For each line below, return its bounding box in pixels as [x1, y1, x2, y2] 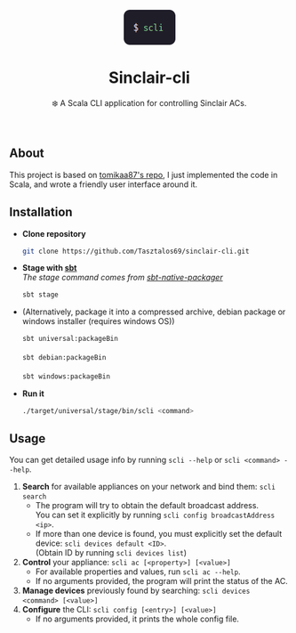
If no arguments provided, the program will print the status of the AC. [35, 576, 289, 587]
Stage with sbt [21, 263, 77, 273]
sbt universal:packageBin [21, 335, 118, 344]
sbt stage [21, 290, 60, 299]
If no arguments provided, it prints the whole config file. [35, 613, 240, 624]
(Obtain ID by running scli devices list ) [35, 548, 188, 558]
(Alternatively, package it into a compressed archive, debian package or [21, 306, 286, 317]
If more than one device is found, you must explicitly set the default [35, 529, 283, 540]
